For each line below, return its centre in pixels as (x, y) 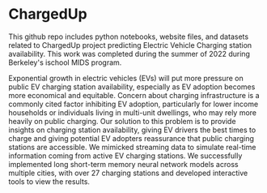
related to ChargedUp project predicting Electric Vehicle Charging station (130, 45)
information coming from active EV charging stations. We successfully (125, 156)
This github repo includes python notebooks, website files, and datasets (129, 36)
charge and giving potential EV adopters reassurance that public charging (131, 138)
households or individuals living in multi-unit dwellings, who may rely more (133, 112)
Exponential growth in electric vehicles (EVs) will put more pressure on (126, 78)
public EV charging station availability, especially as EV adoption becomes (132, 87)
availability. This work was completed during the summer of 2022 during (129, 54)
